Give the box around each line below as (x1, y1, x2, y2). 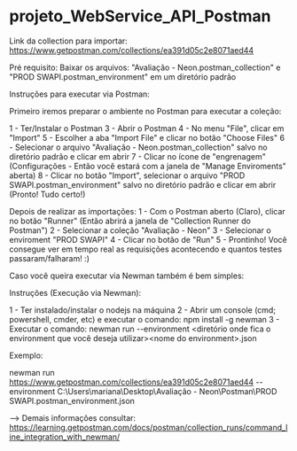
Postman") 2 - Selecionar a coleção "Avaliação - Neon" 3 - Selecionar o (9, 224, 272, 236)
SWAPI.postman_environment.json (9, 395, 136, 406)
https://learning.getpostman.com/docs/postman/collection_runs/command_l (9, 422, 288, 432)
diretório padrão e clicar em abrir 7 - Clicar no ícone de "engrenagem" (9, 151, 266, 161)
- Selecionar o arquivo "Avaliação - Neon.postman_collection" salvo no (9, 142, 268, 152)
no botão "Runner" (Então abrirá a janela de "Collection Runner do (9, 215, 251, 226)
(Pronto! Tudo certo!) (9, 189, 86, 199)
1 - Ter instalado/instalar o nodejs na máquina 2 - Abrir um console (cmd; (9, 304, 277, 315)
